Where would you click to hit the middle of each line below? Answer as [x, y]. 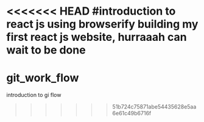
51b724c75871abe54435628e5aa [154, 107]
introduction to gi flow [34, 95]
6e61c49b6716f [132, 113]
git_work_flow [43, 78]
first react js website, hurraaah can [97, 37]
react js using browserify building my [102, 24]
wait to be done [46, 50]
